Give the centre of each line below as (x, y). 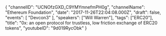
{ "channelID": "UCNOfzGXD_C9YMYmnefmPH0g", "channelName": (75, 7)
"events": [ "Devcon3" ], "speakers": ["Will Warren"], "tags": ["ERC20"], (79, 18)
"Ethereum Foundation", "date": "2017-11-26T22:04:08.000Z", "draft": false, (83, 12)
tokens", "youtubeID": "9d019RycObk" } (46, 28)
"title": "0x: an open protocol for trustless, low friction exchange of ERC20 (81, 23)
